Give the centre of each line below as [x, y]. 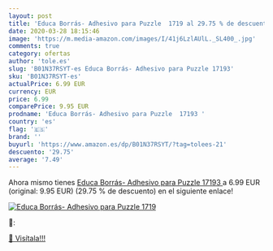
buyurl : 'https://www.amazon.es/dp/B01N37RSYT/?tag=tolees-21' [118, 144]
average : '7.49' [36, 159]
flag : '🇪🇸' [28, 129]
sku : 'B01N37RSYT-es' [45, 76]
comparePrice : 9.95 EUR [49, 106]
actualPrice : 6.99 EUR [47, 84]
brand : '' [25, 136]
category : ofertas [39, 54]
